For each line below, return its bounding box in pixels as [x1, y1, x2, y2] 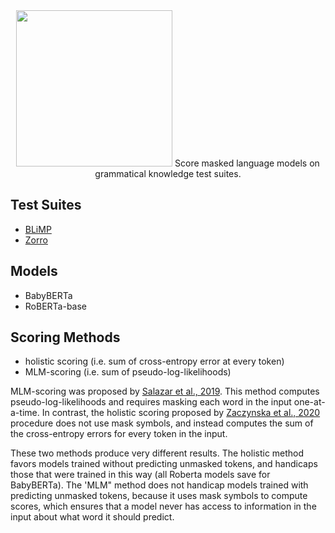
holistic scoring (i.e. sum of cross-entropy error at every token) [24, 355, 285, 368]
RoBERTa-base [24, 300, 88, 312]
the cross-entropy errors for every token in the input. [10, 428, 228, 440]
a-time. [10, 407, 40, 419]
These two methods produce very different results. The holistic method [10, 447, 305, 459]
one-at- [293, 396, 326, 408]
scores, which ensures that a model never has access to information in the [10, 500, 317, 513]
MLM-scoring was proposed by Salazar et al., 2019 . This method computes [10, 385, 320, 398]
